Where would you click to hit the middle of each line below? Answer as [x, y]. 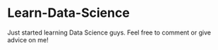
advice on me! [28, 39]
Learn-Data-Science [69, 13]
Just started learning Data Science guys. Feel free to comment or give [109, 32]
